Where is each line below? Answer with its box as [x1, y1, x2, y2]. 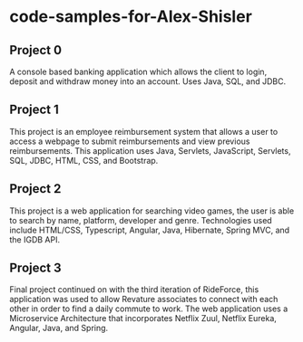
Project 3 [9, 261, 62, 276]
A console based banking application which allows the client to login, [9, 66, 268, 77]
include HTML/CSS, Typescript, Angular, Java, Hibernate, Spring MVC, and [9, 224, 290, 235]
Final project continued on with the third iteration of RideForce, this [9, 284, 259, 295]
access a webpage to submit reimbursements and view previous [9, 136, 250, 147]
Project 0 [9, 43, 62, 58]
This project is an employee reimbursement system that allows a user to [9, 126, 279, 137]
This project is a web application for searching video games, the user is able [9, 205, 295, 216]
